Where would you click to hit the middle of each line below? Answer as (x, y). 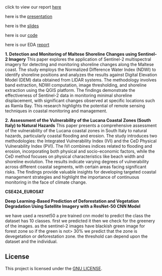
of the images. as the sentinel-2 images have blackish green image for (75, 226)
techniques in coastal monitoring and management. (56, 111)
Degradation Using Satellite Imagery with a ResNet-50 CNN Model (73, 206)
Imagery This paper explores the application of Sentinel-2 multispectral (80, 59)
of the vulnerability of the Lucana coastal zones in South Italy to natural (76, 130)
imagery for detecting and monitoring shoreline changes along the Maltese (79, 64)
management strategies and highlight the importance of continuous (72, 177)
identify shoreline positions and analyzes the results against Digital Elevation (81, 75)
